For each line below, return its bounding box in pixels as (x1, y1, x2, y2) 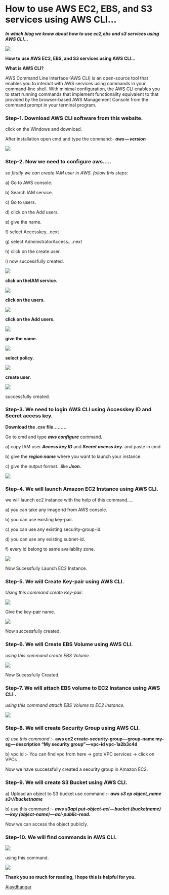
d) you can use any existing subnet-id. (5, 536, 85, 543)
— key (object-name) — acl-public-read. (5, 811, 91, 817)
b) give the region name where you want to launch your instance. (5, 453, 142, 459)
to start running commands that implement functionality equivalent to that (5, 91, 159, 97)
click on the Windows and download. (5, 126, 82, 132)
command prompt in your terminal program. (5, 102, 97, 108)
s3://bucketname (5, 796, 43, 802)
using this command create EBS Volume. (5, 652, 90, 658)
